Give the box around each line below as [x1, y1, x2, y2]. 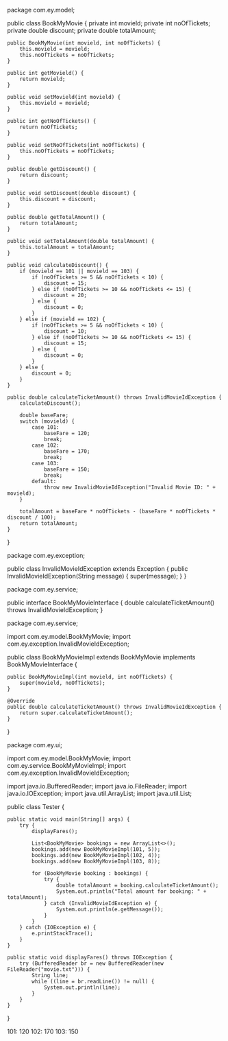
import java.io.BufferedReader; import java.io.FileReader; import [7, 782, 187, 790]
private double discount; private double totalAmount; [7, 27, 156, 34]
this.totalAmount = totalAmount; [19, 244, 115, 250]
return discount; [19, 172, 69, 178]
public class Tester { [7, 803, 65, 810]
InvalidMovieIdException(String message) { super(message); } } [7, 572, 187, 580]
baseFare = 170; [43, 448, 90, 455]
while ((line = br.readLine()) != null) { [31, 978, 155, 985]
